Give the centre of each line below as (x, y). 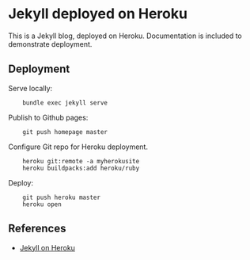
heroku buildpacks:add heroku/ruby (81, 168)
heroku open (42, 204)
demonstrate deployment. (50, 44)
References (37, 229)
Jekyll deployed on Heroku (98, 14)
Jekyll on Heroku (47, 247)
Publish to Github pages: (48, 117)
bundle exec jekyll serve (65, 103)
